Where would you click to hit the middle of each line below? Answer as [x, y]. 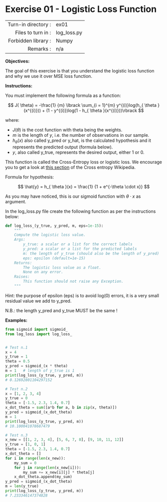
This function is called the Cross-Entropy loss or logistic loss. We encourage [84, 162]
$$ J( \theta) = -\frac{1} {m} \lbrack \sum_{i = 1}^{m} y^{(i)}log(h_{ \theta [82, 105]
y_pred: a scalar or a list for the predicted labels [80, 249]
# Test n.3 [16, 435]
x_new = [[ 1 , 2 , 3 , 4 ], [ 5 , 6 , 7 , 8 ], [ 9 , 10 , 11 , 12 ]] [64, 440]
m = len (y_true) [22, 486]
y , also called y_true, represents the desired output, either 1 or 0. [78, 152]
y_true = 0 [16, 398]
